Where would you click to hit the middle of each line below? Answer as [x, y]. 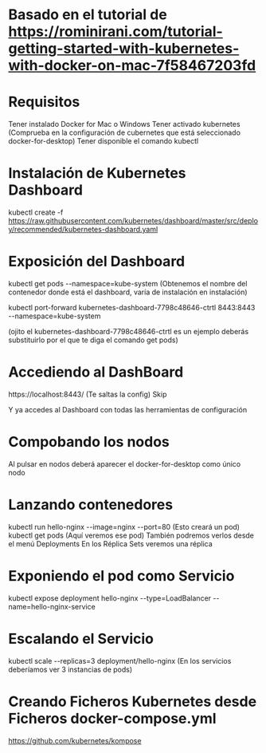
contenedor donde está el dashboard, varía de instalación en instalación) [128, 292]
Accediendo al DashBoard [96, 372]
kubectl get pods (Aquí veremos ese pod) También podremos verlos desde [131, 535]
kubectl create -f [36, 212]
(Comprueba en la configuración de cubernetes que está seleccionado [125, 132]
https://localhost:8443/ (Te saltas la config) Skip [88, 394]
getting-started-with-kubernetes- [124, 49]
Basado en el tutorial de [88, 15]
